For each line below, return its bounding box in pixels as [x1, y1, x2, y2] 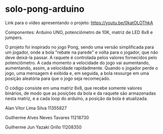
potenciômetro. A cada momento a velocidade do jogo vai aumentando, [5, 60, 150, 66]
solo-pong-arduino [5, 3, 85, 15]
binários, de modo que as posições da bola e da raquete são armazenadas [5, 90, 156, 96]
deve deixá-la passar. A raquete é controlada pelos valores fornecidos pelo [5, 54, 157, 60]
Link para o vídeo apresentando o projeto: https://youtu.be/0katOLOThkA [5, 20, 153, 26]
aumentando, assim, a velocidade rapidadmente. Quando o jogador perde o [5, 65, 158, 71]
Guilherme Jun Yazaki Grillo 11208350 [5, 124, 82, 130]
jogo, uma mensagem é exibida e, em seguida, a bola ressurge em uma [5, 70, 149, 76]
